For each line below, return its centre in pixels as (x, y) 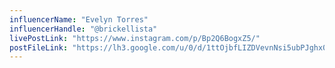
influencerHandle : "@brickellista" (83, 29)
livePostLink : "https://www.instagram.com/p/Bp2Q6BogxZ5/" (135, 38)
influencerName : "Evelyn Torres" (79, 19)
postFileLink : (39, 47)
